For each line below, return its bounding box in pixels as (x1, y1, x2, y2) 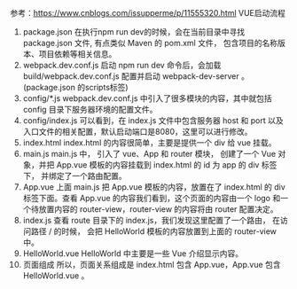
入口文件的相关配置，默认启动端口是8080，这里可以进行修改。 (22, 127, 253, 137)
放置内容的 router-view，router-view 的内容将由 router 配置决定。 (38, 204, 278, 215)
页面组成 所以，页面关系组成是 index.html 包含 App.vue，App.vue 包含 (22, 260, 282, 269)
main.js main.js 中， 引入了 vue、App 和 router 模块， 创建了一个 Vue (22, 149, 277, 159)
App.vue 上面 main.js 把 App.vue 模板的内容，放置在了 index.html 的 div (22, 182, 286, 192)
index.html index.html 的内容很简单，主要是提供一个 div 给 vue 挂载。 (22, 137, 277, 148)
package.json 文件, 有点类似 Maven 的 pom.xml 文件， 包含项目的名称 (22, 38, 278, 48)
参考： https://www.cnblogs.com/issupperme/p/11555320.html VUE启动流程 (10, 8, 286, 18)
